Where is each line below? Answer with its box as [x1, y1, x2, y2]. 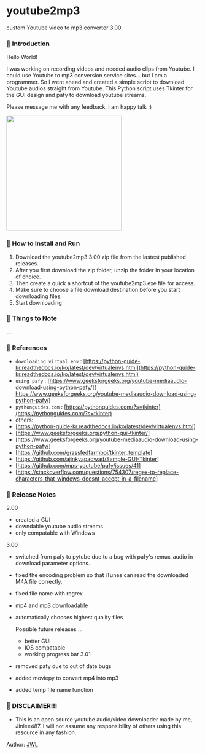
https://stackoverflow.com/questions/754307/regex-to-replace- [17, 468, 179, 476]
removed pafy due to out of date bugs [15, 662, 112, 670]
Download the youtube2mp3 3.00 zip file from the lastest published [15, 253, 186, 261]
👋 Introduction [6, 39, 50, 48]
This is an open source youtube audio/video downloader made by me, [15, 715, 193, 723]
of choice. [15, 273, 41, 280]
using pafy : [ [15, 377, 50, 385]
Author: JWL [6, 740, 39, 748]
